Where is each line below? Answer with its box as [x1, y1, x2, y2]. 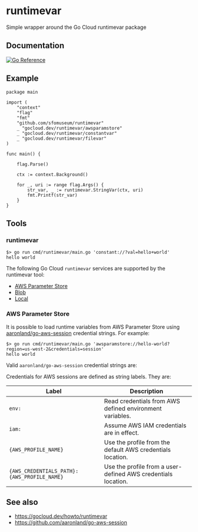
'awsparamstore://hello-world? [93, 341, 170, 347]
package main [6, 89, 38, 95]
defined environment [104, 404, 162, 412]
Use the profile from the [104, 438, 170, 446]
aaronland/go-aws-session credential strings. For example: [6, 329, 150, 336]
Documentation [6, 41, 65, 51]
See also [6, 497, 38, 507]
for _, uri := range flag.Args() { [16, 181, 104, 188]
